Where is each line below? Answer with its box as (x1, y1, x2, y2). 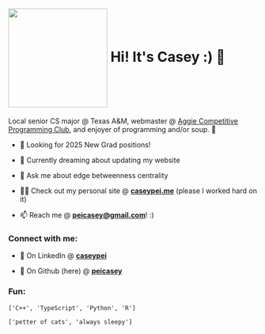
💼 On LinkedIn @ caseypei (19, 251, 107, 260)
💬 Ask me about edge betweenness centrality (19, 170, 168, 180)
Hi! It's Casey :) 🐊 (110, 47, 225, 66)
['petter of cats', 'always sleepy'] (8, 317, 133, 326)
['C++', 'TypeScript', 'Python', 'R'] (8, 304, 136, 312)
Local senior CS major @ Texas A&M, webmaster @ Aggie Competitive (8, 116, 239, 126)
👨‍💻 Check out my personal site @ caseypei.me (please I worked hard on (19, 186, 257, 195)
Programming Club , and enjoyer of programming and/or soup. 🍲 (8, 124, 216, 134)
